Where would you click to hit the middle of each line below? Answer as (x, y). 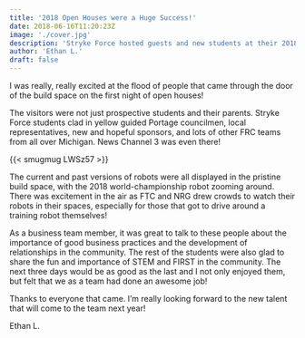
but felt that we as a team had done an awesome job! (108, 281)
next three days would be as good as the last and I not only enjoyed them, (148, 271)
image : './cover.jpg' (50, 34)
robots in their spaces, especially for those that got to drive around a (138, 206)
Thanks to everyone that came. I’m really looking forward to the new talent (148, 299)
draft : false (34, 60)
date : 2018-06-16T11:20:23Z (63, 26)
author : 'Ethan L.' (46, 52)
